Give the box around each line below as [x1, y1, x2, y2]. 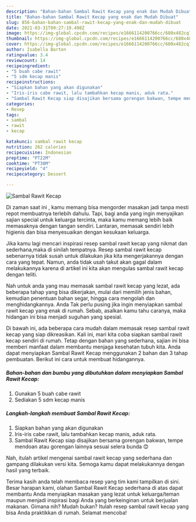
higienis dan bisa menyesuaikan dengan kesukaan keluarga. [6, 229, 150, 236]
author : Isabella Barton [6, 47, 66, 53]
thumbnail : [6, 36, 33, 42]
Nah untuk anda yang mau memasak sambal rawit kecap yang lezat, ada [6, 282, 180, 289]
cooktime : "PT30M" [6, 160, 51, 167]
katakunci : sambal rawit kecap [6, 139, 82, 144]
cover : [6, 42, 22, 47]
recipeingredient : [6, 63, 51, 69]
